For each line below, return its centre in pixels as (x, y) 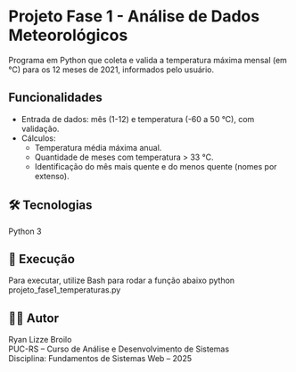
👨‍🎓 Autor (34, 318)
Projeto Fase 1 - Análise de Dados (134, 17)
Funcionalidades (56, 98)
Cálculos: (38, 138)
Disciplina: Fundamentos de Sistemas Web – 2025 (100, 359)
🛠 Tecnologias (50, 206)
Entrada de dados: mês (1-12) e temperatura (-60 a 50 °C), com (138, 119)
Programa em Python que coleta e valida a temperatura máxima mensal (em (148, 60)
